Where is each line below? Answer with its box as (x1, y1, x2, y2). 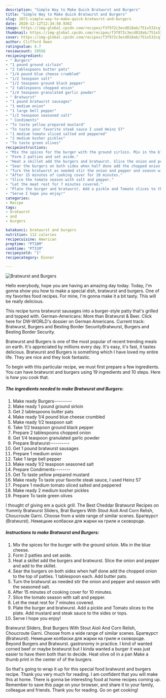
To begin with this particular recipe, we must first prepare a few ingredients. (5, 364, 160, 370)
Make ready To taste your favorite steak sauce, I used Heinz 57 (12, 477, 141, 482)
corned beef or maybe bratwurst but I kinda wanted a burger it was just (5, 646, 151, 652)
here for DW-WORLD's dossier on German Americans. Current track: (5, 318, 145, 324)
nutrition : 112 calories (5, 232, 57, 237)
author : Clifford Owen (5, 40, 52, 44)
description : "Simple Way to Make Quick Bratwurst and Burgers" (5, 7, 140, 12)
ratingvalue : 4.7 (5, 44, 41, 49)
